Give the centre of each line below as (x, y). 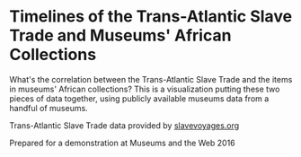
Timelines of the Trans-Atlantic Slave (151, 17)
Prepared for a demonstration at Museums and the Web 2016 (122, 143)
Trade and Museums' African (120, 35)
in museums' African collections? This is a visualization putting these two (145, 89)
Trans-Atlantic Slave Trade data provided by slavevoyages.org (124, 125)
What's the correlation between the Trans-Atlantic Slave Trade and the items (151, 79)
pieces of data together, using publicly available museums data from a (139, 98)
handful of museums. (49, 108)
